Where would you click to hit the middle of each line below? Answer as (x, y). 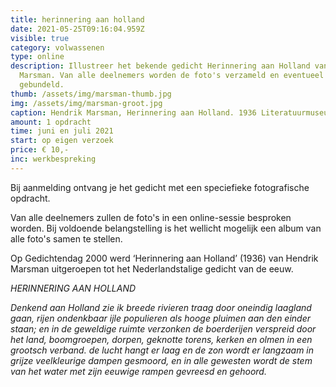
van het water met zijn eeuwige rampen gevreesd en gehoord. (138, 371)
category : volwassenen (57, 47)
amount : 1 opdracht (51, 122)
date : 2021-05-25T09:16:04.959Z (77, 29)
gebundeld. (42, 85)
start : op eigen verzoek (62, 141)
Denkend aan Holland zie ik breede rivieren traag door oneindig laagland (161, 307)
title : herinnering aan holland (77, 19)
